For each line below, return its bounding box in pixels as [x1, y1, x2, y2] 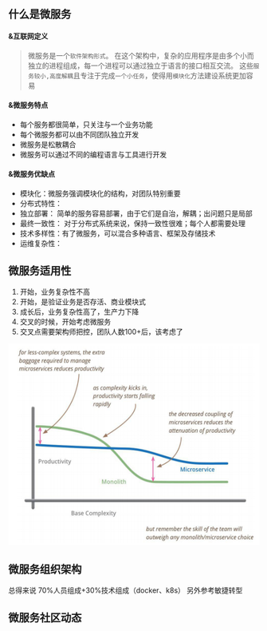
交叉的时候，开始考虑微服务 [19, 316, 112, 326]
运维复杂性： [19, 239, 62, 248]
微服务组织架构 [8, 562, 82, 577]
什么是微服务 [8, 7, 72, 22]
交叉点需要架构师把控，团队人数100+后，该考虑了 [19, 327, 183, 336]
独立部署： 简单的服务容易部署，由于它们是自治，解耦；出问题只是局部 [19, 208, 253, 218]
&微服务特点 [8, 101, 49, 110]
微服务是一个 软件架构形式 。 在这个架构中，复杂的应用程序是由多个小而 [27, 50, 255, 60]
